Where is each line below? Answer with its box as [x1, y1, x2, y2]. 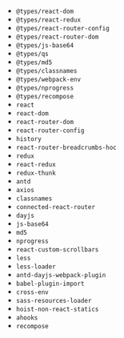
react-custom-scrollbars [15, 246, 99, 254]
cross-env [15, 288, 50, 296]
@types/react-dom [15, 7, 74, 15]
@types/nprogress [15, 84, 74, 92]
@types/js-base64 [15, 42, 74, 50]
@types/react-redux [15, 16, 82, 24]
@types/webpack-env [15, 75, 82, 83]
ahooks [15, 314, 38, 322]
